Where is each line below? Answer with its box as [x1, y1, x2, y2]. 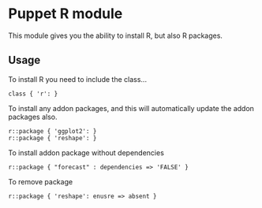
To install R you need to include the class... [8, 74, 148, 84]
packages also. [8, 112, 58, 121]
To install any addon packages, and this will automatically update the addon [8, 103, 255, 113]
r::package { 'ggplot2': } [8, 127, 97, 135]
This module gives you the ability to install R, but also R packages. [8, 31, 223, 40]
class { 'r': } [8, 90, 58, 98]
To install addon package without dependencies [8, 147, 164, 158]
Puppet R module [8, 5, 123, 23]
